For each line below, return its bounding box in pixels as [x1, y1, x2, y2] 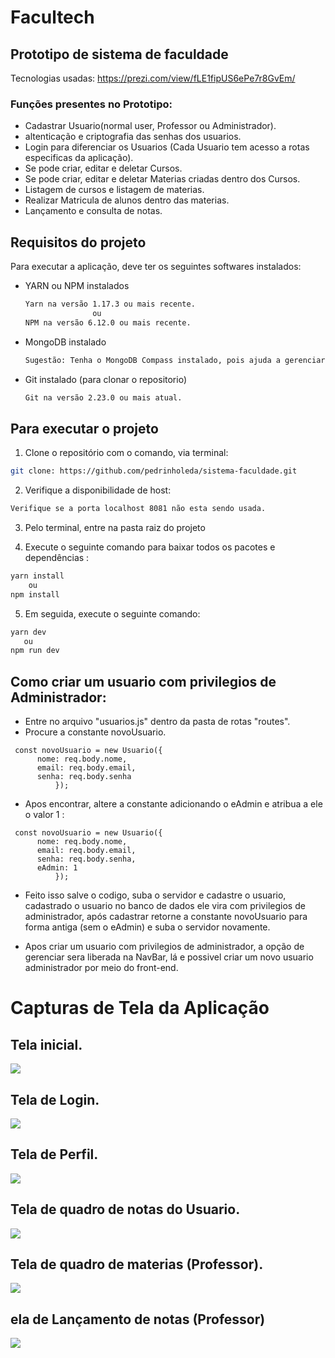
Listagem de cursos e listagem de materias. [24, 184, 205, 196]
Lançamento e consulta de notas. [24, 205, 163, 217]
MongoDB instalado [24, 336, 107, 348]
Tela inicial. [10, 1036, 83, 1053]
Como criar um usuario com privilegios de [10, 673, 277, 690]
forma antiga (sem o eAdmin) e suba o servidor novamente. [24, 921, 271, 933]
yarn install [10, 571, 65, 581]
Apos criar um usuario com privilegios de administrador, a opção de [24, 941, 305, 953]
